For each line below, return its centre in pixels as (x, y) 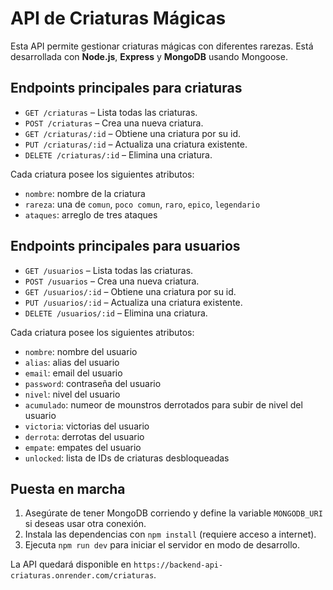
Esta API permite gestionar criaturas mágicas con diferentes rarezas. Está (162, 46)
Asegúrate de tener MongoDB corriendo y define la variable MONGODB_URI (173, 513)
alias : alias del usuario (72, 362)
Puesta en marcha (68, 488)
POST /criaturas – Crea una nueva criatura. (114, 123)
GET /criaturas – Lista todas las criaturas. (111, 112)
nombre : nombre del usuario (81, 351)
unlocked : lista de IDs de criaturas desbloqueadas (127, 458)
